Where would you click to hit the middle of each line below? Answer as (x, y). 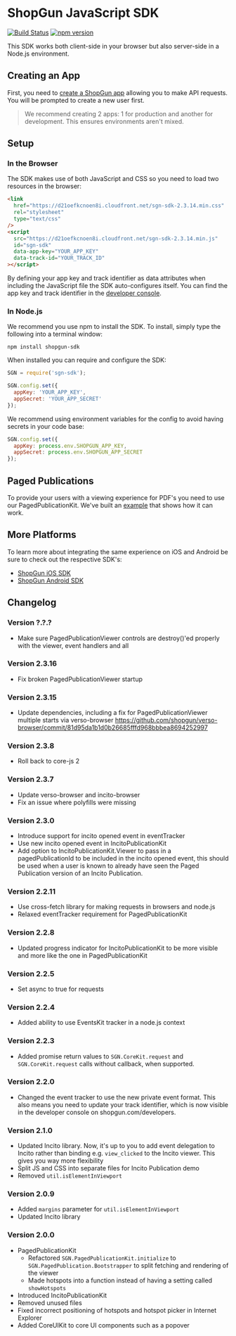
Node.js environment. (38, 54)
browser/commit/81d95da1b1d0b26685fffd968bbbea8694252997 (113, 728)
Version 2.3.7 (31, 780)
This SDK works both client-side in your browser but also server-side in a (113, 46)
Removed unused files (50, 1303)
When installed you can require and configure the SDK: (87, 360)
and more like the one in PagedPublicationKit (82, 955)
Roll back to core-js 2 (48, 761)
